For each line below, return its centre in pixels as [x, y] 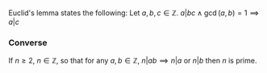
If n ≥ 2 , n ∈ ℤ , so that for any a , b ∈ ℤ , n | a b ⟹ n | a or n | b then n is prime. [133, 61]
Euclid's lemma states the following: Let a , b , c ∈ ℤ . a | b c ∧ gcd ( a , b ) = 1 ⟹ [134, 13]
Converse [28, 43]
